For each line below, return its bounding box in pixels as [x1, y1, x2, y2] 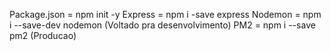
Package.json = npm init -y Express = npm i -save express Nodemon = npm [9, 9, 322, 20]
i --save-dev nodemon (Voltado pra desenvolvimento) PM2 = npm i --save [9, 19, 316, 31]
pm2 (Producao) [9, 30, 77, 41]
